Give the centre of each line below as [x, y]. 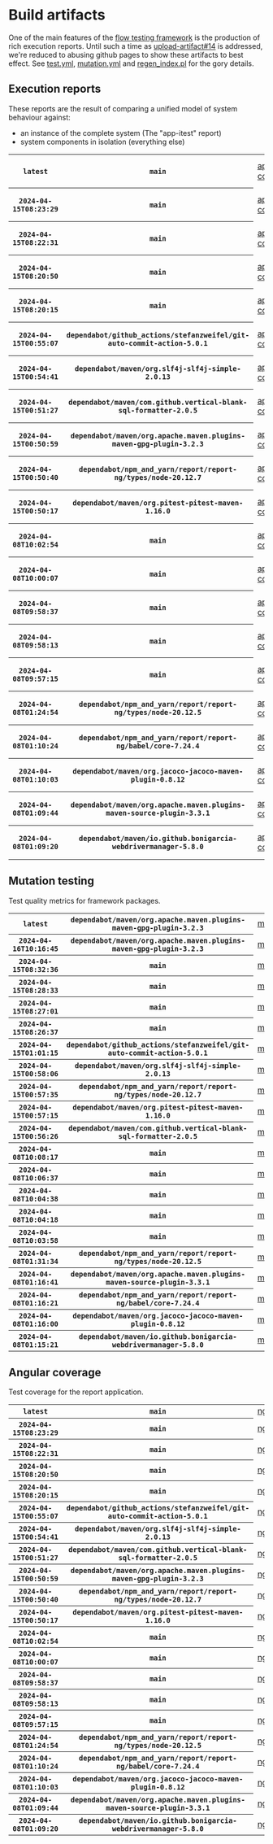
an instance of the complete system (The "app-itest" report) [121, 133]
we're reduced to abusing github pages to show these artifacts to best [126, 54]
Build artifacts [57, 15]
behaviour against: [39, 117]
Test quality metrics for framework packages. [84, 900]
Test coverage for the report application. [76, 1392]
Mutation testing [52, 881]
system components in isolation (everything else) [102, 142]
